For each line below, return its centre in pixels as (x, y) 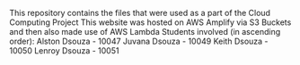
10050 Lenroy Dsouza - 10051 (64, 51)
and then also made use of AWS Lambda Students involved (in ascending (145, 32)
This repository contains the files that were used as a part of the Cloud (140, 13)
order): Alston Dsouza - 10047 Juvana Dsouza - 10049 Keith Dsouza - (139, 41)
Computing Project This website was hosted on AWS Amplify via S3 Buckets (150, 22)
